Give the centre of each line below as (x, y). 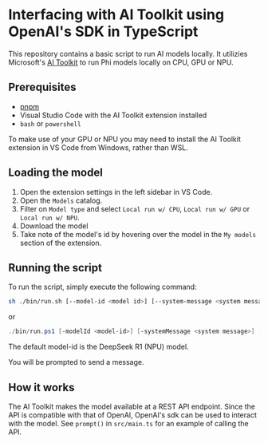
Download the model (54, 226)
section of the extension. (61, 243)
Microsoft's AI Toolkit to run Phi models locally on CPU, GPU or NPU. (121, 62)
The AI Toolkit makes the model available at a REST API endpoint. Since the (132, 406)
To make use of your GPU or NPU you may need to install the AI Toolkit (124, 139)
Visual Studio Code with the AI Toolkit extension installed (113, 115)
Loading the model (56, 173)
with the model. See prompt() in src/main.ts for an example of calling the (128, 423)
